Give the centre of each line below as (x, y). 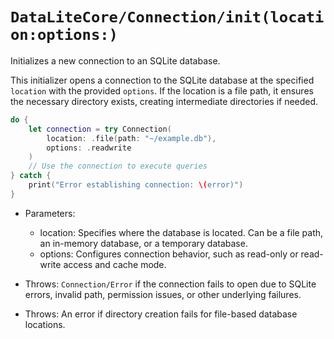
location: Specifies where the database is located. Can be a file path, (181, 232)
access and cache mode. (115, 264)
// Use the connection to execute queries (118, 166)
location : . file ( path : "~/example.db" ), (131, 138)
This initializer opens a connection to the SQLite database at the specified (162, 80)
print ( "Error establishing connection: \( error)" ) (136, 185)
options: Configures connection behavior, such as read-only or (169, 254)
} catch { (31, 176)
